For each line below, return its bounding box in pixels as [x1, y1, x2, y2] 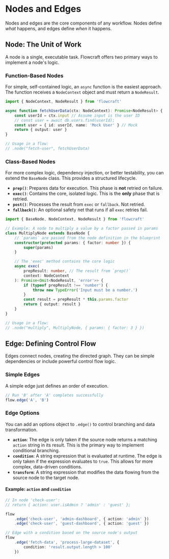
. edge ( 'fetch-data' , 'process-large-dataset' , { [14, 540, 120, 545]
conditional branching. [12, 447, 60, 453]
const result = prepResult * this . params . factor [23, 297, 129, 302]
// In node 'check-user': [5, 497, 60, 503]
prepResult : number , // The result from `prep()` [23, 269, 131, 274]
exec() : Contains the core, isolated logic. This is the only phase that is [12, 190, 160, 197]
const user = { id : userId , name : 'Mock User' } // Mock [14, 122, 138, 128]
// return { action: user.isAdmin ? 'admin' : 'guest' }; [5, 502, 131, 507]
